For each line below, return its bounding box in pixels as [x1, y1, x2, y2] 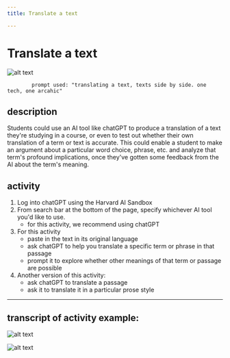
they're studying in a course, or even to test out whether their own [7, 131, 194, 140]
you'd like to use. [16, 213, 66, 221]
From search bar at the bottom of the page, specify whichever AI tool [16, 206, 212, 214]
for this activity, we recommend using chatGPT [27, 220, 160, 229]
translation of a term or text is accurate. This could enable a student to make [7, 138, 222, 147]
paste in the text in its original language [27, 235, 138, 243]
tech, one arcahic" [7, 87, 63, 94]
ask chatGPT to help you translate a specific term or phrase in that [27, 242, 215, 251]
